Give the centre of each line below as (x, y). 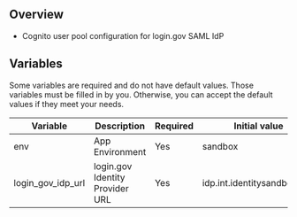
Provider (111, 188)
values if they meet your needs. (67, 104)
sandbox (220, 146)
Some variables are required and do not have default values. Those (132, 85)
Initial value (259, 126)
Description (120, 126)
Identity (109, 177)
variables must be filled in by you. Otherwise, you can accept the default (141, 94)
